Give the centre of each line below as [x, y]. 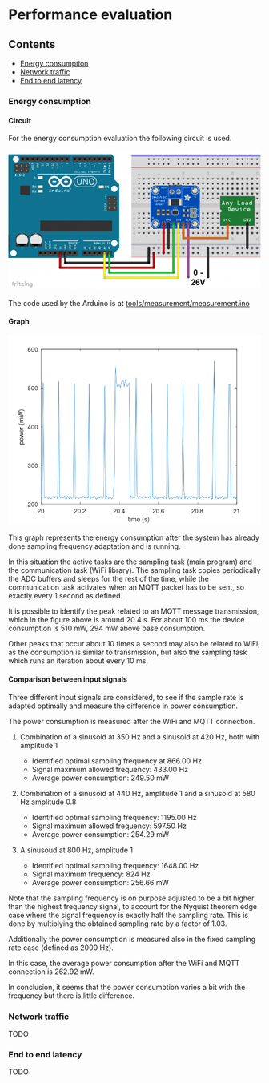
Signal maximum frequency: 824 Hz [91, 874]
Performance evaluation [90, 15]
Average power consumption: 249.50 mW [100, 778]
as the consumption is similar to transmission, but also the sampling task [128, 652]
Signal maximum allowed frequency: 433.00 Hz [110, 769]
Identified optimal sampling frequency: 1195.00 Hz [114, 817]
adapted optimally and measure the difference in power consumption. [123, 706]
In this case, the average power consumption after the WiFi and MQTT [124, 963]
